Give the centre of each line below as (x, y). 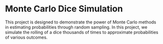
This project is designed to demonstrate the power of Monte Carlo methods (81, 22)
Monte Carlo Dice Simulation (64, 9)
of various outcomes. (26, 37)
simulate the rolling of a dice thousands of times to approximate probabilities (82, 32)
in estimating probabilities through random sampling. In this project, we (76, 27)
